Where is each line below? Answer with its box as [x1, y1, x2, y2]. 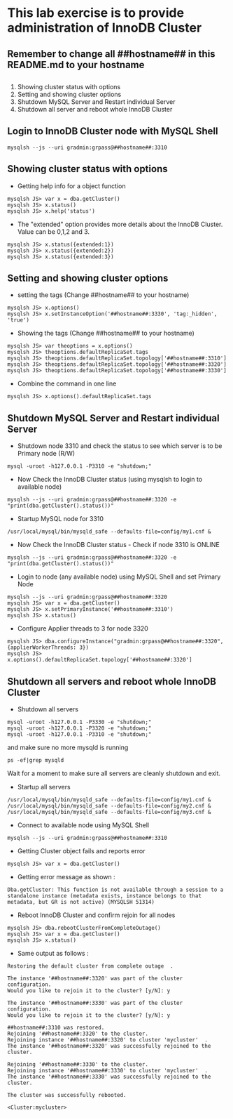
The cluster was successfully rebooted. [7, 1092, 127, 1099]
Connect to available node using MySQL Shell [17, 821, 149, 829]
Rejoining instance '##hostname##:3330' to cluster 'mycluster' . [7, 1067, 209, 1074]
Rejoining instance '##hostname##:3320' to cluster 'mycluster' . [7, 1037, 209, 1044]
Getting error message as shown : [17, 873, 115, 881]
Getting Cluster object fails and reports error [17, 847, 146, 855]
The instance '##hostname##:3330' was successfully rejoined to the [7, 1073, 211, 1081]
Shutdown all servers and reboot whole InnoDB [7, 676, 217, 688]
